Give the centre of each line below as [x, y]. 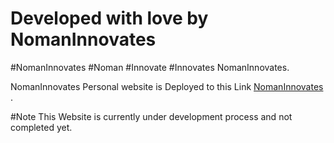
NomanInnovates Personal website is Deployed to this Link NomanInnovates [167, 86]
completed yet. [41, 127]
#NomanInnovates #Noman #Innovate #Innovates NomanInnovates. [150, 67]
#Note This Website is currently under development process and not [151, 116]
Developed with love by [109, 18]
